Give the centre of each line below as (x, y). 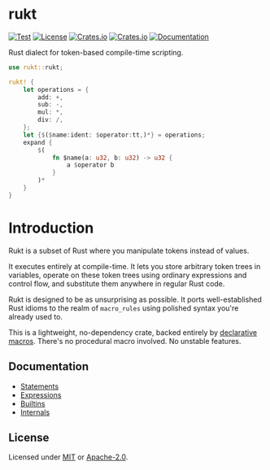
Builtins (33, 403)
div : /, (50, 120)
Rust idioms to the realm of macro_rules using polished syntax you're (124, 308)
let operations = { (56, 89)
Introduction (51, 228)
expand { (38, 142)
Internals (35, 412)
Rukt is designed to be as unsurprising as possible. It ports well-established (135, 299)
